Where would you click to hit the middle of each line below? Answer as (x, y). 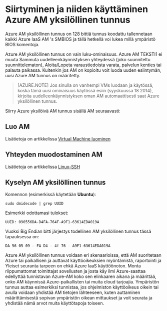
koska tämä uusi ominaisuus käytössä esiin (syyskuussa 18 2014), (85, 90)
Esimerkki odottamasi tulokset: (37, 213)
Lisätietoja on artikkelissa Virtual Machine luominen (58, 138)
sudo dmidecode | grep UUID (34, 204)
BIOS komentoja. (22, 44)
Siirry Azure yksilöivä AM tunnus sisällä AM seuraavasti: (63, 111)
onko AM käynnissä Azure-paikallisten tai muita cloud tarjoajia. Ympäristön (82, 282)
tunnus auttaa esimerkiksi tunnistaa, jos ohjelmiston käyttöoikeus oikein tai (82, 287)
